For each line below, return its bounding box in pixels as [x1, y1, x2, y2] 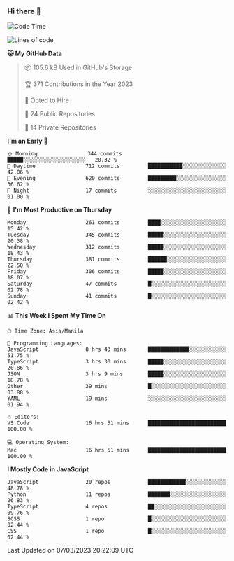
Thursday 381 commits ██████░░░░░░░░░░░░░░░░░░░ [7, 256, 227, 263]
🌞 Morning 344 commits [7, 151, 122, 158]
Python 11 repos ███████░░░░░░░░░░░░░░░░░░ [7, 491, 227, 498]
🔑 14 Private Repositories [24, 123, 96, 132]
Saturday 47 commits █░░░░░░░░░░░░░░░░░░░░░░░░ [7, 280, 227, 288]
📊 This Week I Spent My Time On [7, 312, 106, 320]
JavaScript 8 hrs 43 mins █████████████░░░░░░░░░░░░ [7, 346, 227, 353]
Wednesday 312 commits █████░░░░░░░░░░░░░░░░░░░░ [7, 244, 227, 251]
